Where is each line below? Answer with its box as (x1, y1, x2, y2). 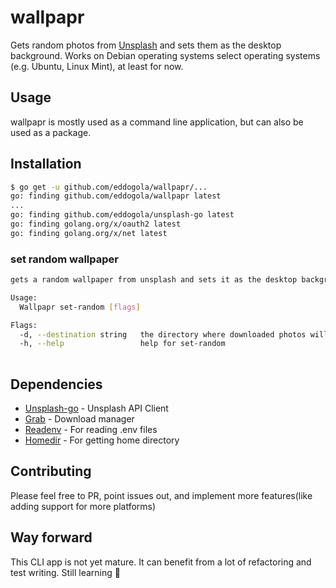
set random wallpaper (10, 252, 119, 266)
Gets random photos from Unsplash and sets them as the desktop (10, 39, 282, 51)
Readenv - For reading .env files (24, 424, 158, 436)
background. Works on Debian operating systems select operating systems (10, 49, 321, 61)
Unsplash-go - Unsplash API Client (24, 402, 169, 415)
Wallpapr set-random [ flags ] (19, 302, 141, 312)
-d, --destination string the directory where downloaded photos (19, 329, 307, 340)
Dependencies (10, 376, 103, 393)
